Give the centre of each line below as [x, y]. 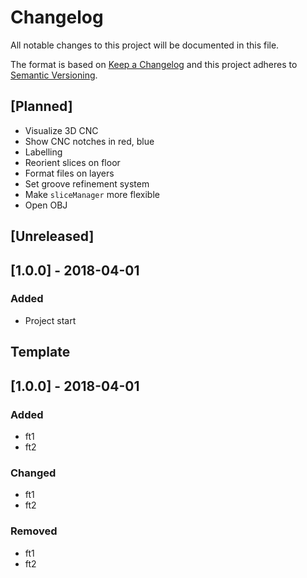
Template [40, 352]
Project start [50, 320]
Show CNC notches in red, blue [89, 141]
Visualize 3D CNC [61, 130]
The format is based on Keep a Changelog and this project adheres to [154, 64]
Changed [33, 473]
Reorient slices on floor [72, 162]
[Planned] [41, 106]
